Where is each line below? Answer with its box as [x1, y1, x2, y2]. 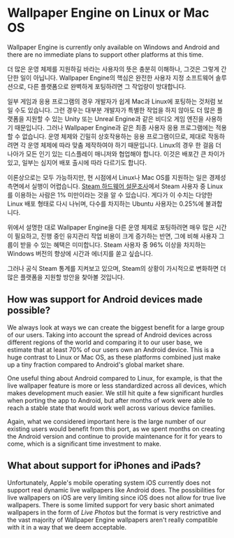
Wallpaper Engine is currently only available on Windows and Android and [7, 43, 220, 51]
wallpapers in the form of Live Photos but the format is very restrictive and [7, 508, 221, 516]
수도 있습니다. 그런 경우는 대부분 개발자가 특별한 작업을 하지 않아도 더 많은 [14, 106, 216, 114]
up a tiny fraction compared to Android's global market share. [7, 360, 185, 369]
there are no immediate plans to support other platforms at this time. [7, 50, 204, 59]
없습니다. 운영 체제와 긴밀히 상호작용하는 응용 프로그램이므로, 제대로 [22, 132, 207, 141]
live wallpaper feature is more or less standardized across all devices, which [7, 381, 227, 390]
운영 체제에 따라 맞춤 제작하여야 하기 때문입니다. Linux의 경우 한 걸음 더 [27, 141, 221, 149]
